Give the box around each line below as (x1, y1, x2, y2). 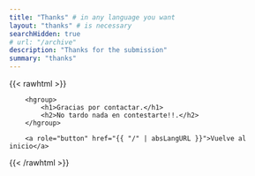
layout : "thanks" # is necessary (9, 21, 132, 30)
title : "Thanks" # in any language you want (9, 12, 176, 22)
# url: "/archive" (9, 37, 77, 47)
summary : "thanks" (9, 54, 77, 63)
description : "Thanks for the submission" (9, 46, 168, 55)
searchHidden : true (9, 29, 81, 38)
